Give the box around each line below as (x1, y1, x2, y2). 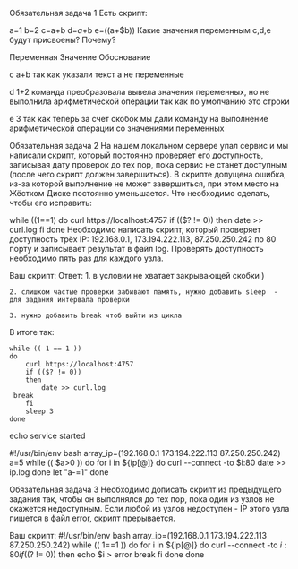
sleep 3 (25, 407, 54, 416)
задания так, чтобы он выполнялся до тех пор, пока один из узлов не (9, 494, 275, 504)
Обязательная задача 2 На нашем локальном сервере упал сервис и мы (9, 141, 289, 151)
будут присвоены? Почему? (9, 35, 116, 45)
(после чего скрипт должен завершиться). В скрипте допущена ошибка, (9, 169, 286, 179)
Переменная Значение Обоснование (9, 52, 151, 62)
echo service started (9, 430, 86, 441)
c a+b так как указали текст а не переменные (9, 69, 185, 80)
